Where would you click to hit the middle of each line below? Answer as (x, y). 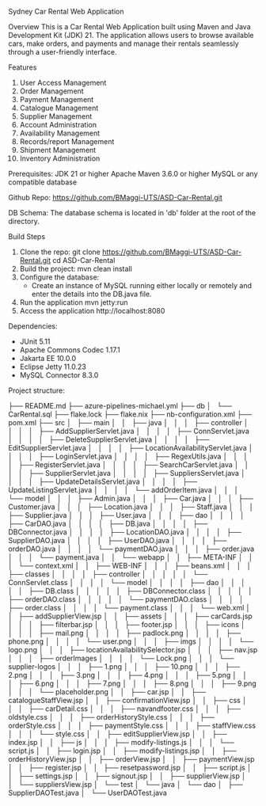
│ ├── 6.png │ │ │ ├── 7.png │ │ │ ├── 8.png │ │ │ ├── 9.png (133, 683)
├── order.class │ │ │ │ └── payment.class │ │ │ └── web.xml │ (129, 608)
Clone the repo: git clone (60, 252)
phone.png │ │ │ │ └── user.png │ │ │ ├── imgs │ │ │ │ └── (131, 641)
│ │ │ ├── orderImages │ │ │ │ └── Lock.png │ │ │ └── (121, 658)
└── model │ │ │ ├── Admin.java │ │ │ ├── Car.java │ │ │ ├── (131, 498)
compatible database (43, 182)
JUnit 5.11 (35, 341)
